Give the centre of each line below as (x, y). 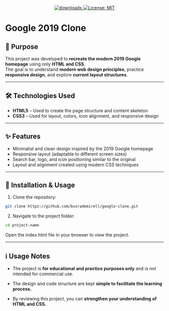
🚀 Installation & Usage (40, 185)
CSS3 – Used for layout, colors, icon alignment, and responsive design (86, 116)
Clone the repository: (34, 197)
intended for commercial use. (43, 274)
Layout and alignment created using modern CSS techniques (75, 165)
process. (22, 289)
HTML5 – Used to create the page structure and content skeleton (80, 110)
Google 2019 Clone (46, 28)
